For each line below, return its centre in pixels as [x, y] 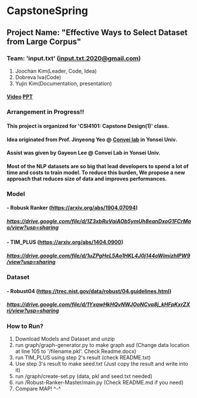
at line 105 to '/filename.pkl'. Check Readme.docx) [76, 351]
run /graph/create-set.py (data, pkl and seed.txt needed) [84, 376]
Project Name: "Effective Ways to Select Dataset [97, 33]
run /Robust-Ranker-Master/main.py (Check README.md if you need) [99, 383]
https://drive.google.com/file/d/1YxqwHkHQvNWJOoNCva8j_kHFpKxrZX [98, 305]
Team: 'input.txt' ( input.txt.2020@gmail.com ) [74, 58]
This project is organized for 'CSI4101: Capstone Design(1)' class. [88, 126]
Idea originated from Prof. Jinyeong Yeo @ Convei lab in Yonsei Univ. [92, 140]
